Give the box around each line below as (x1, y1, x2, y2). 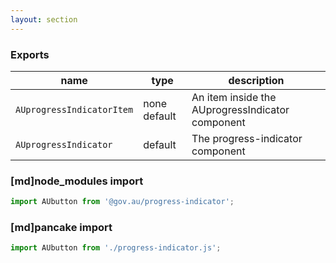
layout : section (10, 14, 78, 25)
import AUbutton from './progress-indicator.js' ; (10, 243, 222, 253)
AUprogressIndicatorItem (15, 104, 134, 115)
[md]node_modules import (10, 174, 144, 188)
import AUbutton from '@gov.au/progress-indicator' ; (10, 197, 235, 207)
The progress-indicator (191, 131, 303, 145)
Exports (10, 47, 50, 61)
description (228, 73, 285, 87)
